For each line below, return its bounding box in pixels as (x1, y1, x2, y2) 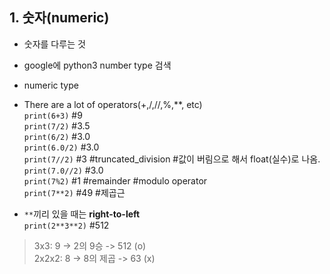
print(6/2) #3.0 (23, 130, 91, 142)
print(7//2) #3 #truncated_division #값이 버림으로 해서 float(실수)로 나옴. (23, 153, 321, 165)
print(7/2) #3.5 (23, 119, 91, 132)
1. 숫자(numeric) (9, 9, 110, 27)
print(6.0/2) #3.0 (23, 141, 100, 153)
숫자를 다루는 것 (23, 38, 86, 50)
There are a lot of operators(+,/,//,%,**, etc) (23, 98, 203, 110)
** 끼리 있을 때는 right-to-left (23, 208, 141, 220)
